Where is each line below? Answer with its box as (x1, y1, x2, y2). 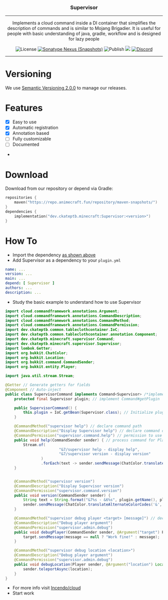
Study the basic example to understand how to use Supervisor (12, 299, 141, 305)
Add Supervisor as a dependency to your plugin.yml (12, 257, 121, 263)
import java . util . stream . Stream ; (5, 374, 75, 379)
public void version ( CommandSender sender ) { (14, 493, 111, 498)
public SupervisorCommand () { (14, 405, 77, 411)
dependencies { (5, 209, 37, 214)
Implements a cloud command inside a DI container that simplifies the (12, 20, 156, 26)
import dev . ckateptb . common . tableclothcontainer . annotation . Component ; (5, 332, 157, 337)
